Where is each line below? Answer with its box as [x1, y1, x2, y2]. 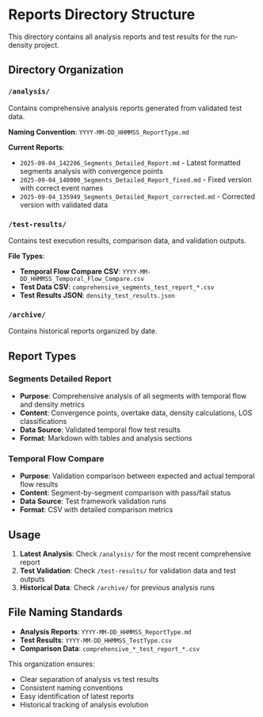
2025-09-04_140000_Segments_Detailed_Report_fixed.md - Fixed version [19, 175, 252, 184]
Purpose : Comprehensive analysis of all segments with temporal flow [19, 391, 247, 400]
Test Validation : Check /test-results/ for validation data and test [19, 566, 236, 576]
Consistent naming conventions [19, 683, 124, 692]
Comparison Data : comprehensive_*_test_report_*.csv [19, 643, 200, 653]
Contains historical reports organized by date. [8, 326, 158, 336]
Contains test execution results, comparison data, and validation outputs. [8, 236, 247, 245]
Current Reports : [8, 142, 65, 152]
